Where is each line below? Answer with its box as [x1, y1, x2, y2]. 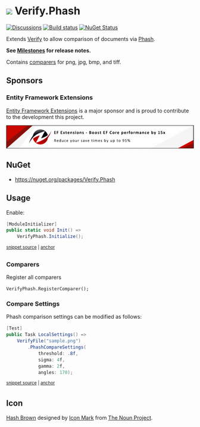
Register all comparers [6, 274, 61, 281]
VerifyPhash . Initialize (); [17, 234, 84, 240]
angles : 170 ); [37, 369, 73, 375]
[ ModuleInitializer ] [6, 221, 58, 227]
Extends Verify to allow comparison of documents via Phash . [6, 35, 156, 42]
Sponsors [6, 76, 43, 86]
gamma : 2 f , [37, 363, 65, 369]
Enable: [6, 209, 25, 216]
